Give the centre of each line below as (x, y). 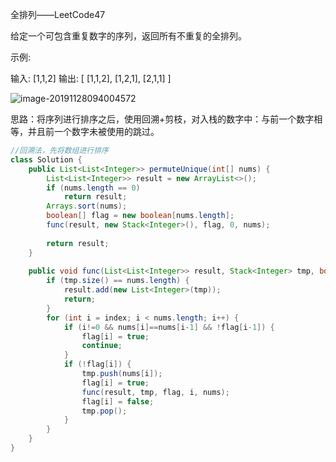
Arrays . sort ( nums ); (87, 206)
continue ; (102, 346)
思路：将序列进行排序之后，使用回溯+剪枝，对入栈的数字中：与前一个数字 (162, 119)
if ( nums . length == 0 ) (93, 188)
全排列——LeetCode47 (58, 14)
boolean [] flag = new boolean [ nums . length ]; (140, 216)
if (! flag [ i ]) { (97, 364)
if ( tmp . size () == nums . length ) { (118, 281)
